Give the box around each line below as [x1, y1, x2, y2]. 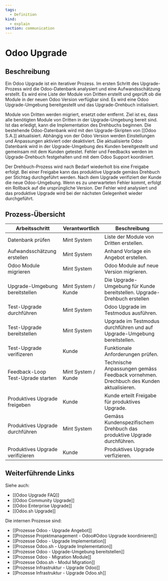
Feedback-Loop [7, 368, 46, 375]
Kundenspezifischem [104, 418, 154, 425]
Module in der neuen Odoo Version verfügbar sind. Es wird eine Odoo [5, 96, 149, 102]
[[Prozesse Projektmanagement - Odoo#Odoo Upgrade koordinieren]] [12, 532, 157, 538]
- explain [9, 21, 30, 26]
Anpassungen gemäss [104, 365, 157, 372]
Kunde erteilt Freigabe [104, 392, 156, 399]
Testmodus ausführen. [104, 309, 157, 316]
